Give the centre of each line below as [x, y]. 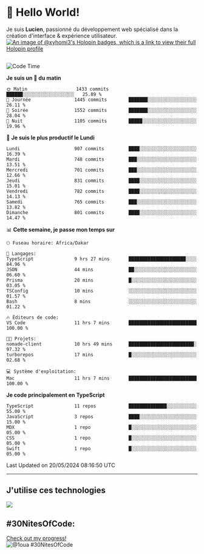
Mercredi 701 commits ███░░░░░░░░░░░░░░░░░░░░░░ [102, 170]
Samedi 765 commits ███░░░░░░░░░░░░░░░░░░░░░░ [102, 202]
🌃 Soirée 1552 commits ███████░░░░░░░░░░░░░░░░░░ [102, 111]
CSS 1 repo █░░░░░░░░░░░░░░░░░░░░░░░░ [102, 438]
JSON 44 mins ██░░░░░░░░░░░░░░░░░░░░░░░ [102, 270]
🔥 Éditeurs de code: [32, 318]
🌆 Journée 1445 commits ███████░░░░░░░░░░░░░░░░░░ [102, 100]
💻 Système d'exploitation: [42, 372]
